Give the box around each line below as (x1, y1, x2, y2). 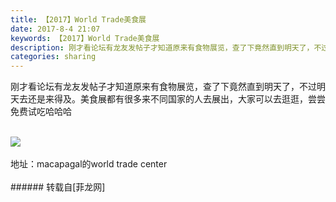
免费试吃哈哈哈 (10, 106, 72, 118)
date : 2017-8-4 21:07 (10, 24, 101, 34)
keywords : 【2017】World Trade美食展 (10, 33, 160, 43)
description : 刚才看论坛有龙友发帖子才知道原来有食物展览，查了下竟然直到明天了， (10, 42, 315, 53)
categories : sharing (10, 52, 97, 62)
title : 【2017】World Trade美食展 (10, 14, 147, 25)
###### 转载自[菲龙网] (10, 181, 106, 193)
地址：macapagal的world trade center (10, 158, 168, 170)
